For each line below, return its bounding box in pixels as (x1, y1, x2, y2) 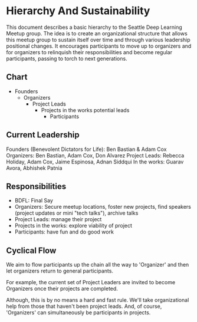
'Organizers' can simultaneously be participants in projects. (6, 309, 151, 316)
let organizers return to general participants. (6, 267, 114, 275)
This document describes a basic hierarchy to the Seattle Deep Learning (6, 24, 182, 31)
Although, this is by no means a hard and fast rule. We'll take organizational (6, 297, 189, 304)
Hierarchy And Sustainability (6, 4, 150, 18)
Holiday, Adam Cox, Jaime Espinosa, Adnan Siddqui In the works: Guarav (6, 158, 184, 165)
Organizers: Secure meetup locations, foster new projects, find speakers (14, 203, 192, 211)
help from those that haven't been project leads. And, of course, (6, 303, 162, 310)
